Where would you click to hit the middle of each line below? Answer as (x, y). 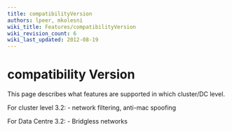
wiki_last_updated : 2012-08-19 (53, 40)
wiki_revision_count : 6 (42, 33)
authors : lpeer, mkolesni (45, 20)
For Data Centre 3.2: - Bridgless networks (68, 121)
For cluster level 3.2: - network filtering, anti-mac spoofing (92, 108)
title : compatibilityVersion (50, 14)
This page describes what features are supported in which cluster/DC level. (116, 94)
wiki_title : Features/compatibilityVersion (72, 27)
